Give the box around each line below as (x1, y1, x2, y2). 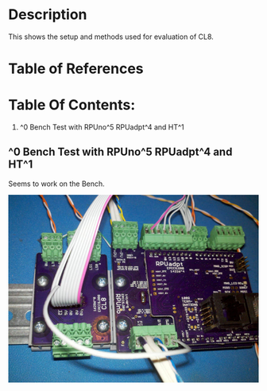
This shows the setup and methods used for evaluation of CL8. (8, 32, 215, 41)
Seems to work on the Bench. (8, 179, 105, 188)
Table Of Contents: (8, 96, 136, 114)
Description (8, 6, 87, 24)
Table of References (8, 60, 145, 78)
